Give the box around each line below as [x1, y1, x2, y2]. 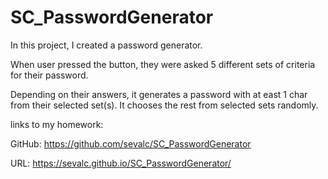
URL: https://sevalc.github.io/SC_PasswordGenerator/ [10, 157, 232, 169]
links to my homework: [10, 118, 104, 130]
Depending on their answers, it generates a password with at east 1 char [10, 88, 308, 100]
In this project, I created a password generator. [10, 39, 203, 51]
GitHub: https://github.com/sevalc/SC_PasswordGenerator [10, 137, 252, 150]
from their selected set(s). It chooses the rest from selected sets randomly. [10, 99, 319, 111]
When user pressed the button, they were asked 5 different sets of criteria [10, 58, 316, 70]
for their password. [10, 69, 89, 81]
